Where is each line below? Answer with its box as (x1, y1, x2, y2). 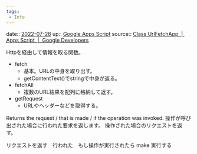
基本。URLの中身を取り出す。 (23, 67, 96, 74)
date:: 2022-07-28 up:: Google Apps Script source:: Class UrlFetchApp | (6, 30, 183, 37)
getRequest (14, 95, 43, 102)
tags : (6, 8, 19, 15)
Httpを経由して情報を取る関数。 (6, 48, 84, 56)
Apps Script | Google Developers (6, 36, 89, 43)
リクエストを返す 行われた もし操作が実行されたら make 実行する (6, 142, 172, 149)
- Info (8, 14, 25, 20)
